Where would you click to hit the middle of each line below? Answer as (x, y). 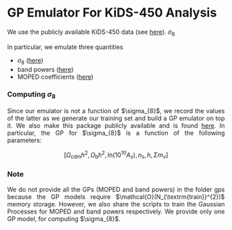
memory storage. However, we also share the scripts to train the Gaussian (116, 204)
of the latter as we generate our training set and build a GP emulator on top (116, 118)
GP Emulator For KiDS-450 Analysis (112, 13)
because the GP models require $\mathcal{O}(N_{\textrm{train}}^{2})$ (116, 197)
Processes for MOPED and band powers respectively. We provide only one (116, 211)
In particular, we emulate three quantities (65, 47)
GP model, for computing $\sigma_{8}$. (64, 218)
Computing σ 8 (31, 95)
